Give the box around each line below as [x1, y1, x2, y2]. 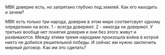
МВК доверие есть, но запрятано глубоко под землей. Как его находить [5, 4, 158, 10]
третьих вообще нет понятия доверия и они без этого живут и [5, 29, 136, 35]
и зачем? [5, 9, 25, 15]
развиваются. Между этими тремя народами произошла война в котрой [5, 34, 159, 40]
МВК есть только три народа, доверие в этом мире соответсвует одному [5, 19, 161, 24]
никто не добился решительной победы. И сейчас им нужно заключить [5, 39, 157, 45]
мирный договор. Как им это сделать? [5, 45, 86, 50]
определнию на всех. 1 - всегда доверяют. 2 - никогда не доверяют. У [5, 24, 153, 30]
